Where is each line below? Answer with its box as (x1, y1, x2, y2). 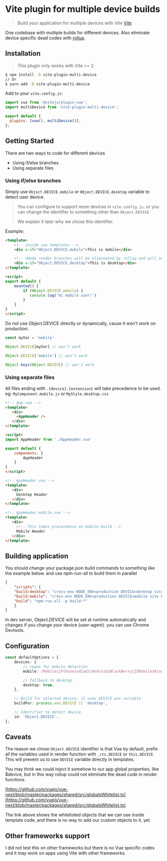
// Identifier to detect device (14, 710, 81, 715)
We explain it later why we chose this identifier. (17, 218, 114, 225)
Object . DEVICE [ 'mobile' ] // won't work (5, 353, 88, 358)
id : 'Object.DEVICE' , (14, 714, 59, 719)
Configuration (5, 641, 50, 650)
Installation (5, 49, 41, 58)
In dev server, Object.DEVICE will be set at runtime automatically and (5, 616, 146, 623)
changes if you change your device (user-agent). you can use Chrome (5, 622, 149, 628)
